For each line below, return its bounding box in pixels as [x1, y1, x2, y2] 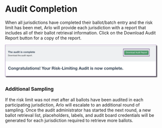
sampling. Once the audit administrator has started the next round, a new [5, 107, 151, 113]
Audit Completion [5, 3, 78, 15]
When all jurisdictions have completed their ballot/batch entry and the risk [5, 19, 153, 25]
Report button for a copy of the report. [5, 35, 81, 41]
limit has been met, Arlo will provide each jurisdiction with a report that [5, 24, 146, 30]
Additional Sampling [5, 86, 54, 92]
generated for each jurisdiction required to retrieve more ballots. [5, 117, 133, 123]
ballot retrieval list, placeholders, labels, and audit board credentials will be [5, 112, 154, 118]
